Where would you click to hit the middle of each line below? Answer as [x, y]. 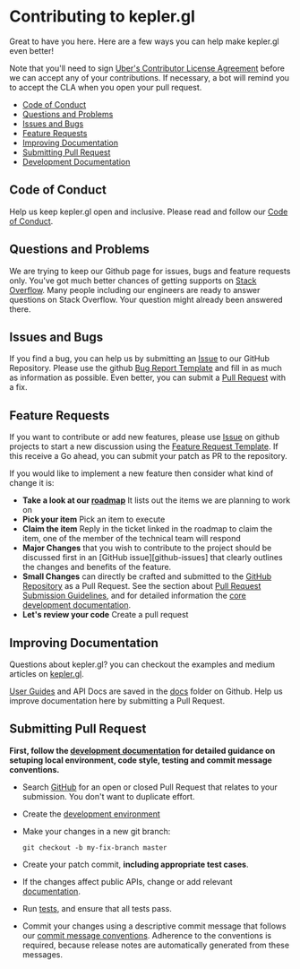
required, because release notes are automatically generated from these [155, 945]
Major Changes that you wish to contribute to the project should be [147, 548]
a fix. [19, 387]
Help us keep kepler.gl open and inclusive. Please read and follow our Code [149, 212]
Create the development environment [91, 814]
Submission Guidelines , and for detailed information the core [134, 596]
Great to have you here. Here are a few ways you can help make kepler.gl [144, 41]
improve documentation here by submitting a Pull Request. [117, 701]
